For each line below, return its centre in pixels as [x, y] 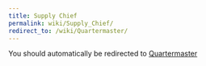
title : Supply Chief [43, 16]
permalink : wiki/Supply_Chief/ [61, 23]
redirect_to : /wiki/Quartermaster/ [68, 31]
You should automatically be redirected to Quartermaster [103, 54]
